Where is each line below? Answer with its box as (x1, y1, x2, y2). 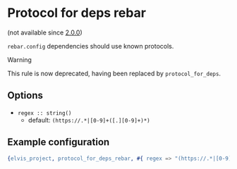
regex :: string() (17, 109, 72, 117)
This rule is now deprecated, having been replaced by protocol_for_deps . (7, 69, 221, 77)
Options (7, 89, 44, 101)
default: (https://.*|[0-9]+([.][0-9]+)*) (28, 115, 150, 124)
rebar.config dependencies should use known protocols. (7, 42, 174, 50)
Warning (7, 55, 32, 64)
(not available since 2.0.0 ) (7, 28, 83, 37)
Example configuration (7, 136, 110, 149)
